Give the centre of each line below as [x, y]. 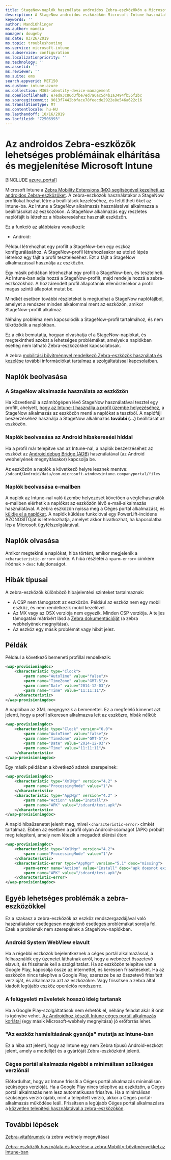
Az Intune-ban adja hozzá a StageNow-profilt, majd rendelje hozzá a [77, 278]
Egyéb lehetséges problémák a [55, 898]
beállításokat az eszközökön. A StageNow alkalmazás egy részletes [76, 211]
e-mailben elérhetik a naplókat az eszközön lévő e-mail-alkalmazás [76, 503]
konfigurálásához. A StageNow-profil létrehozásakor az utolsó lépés [77, 252]
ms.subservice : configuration [37, 52]
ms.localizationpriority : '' [36, 57]
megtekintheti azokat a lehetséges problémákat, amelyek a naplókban [78, 340]
